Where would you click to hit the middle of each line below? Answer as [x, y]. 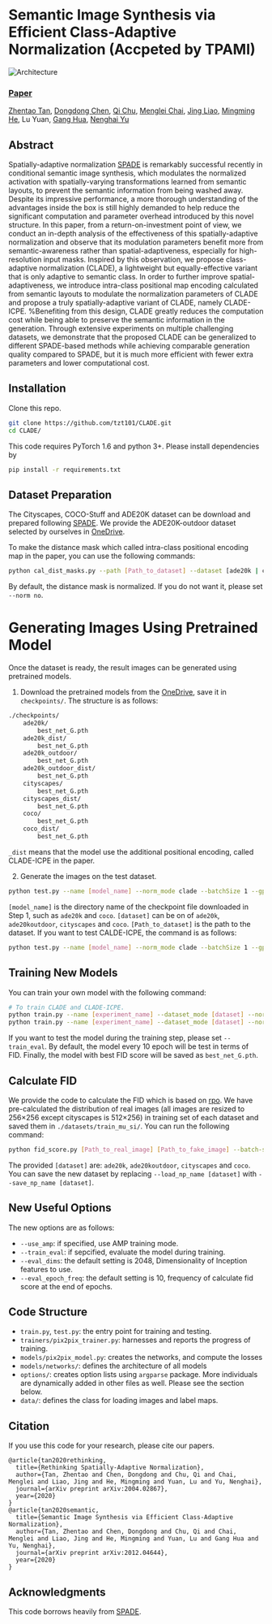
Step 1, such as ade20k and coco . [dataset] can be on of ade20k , [114, 915]
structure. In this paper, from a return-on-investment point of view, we [125, 225]
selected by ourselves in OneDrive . [67, 532]
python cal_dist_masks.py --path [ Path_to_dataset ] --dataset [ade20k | [134, 571]
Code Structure [48, 1312]
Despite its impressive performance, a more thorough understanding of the [134, 199]
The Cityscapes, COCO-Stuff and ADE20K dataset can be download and [130, 514]
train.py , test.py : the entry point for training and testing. [116, 1332]
